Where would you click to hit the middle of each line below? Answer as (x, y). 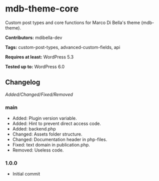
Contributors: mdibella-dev (34, 37)
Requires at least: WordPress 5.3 (39, 57)
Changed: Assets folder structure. (47, 134)
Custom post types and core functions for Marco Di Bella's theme (73, 22)
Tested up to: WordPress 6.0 (35, 66)
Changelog (23, 82)
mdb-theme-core (42, 9)
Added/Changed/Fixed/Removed (39, 94)
